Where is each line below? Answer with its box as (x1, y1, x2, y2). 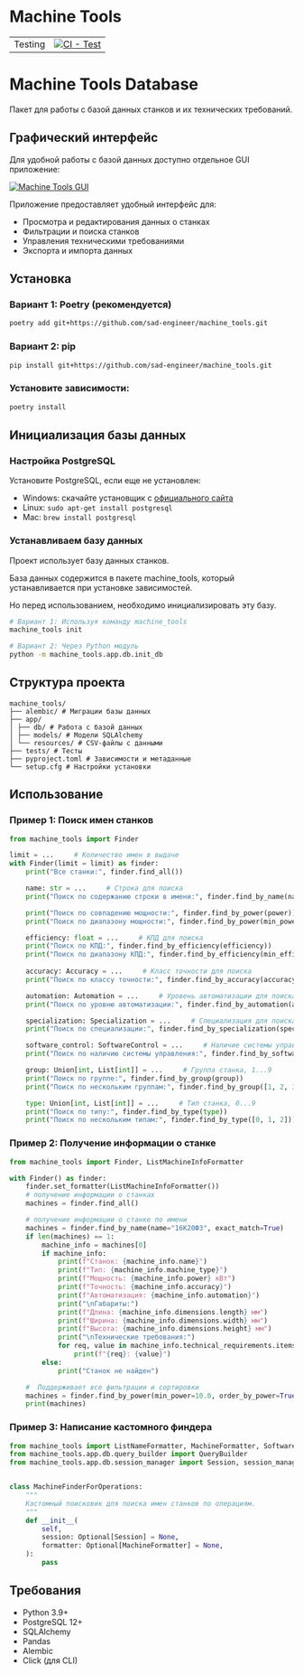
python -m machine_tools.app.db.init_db (9, 650, 164, 659)
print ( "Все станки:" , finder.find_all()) (25, 867, 183, 877)
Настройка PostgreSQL (9, 454, 115, 467)
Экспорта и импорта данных (22, 245, 133, 256)
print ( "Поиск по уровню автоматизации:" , (25, 1000, 183, 1009)
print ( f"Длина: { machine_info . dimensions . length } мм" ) (57, 1307, 269, 1316)
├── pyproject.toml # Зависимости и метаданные (9, 754, 192, 763)
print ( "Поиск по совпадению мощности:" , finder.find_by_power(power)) (25, 908, 297, 918)
